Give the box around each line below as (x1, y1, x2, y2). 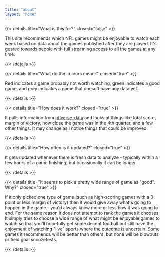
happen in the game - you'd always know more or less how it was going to (5, 204, 158, 210)
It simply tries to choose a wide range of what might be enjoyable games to (5, 215, 160, 221)
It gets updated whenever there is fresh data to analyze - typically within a (5, 154, 158, 160)
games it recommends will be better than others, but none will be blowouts (5, 231, 159, 237)
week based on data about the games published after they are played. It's (5, 40, 157, 46)
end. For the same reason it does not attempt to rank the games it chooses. (5, 210, 160, 216)
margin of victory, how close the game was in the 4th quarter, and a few (5, 120, 153, 126)
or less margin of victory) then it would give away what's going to (16, 199, 151, 205)
